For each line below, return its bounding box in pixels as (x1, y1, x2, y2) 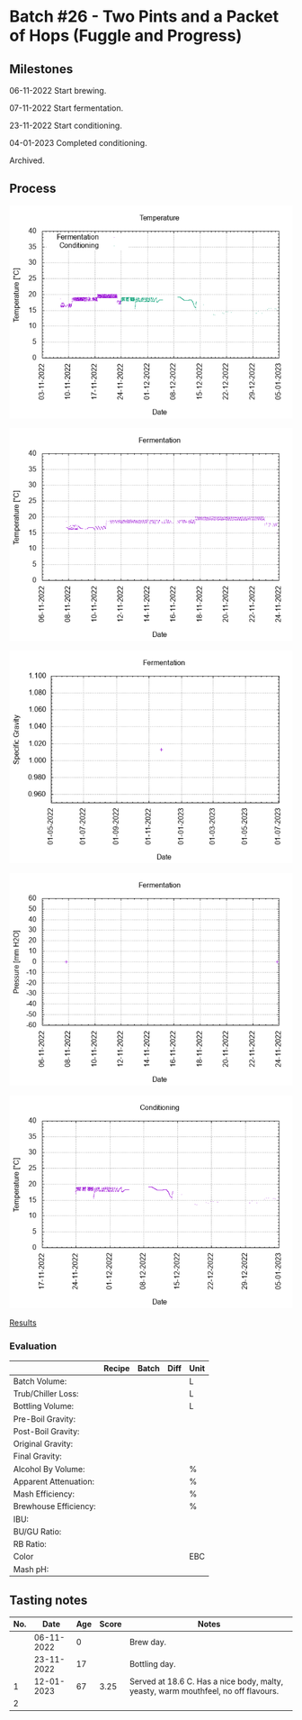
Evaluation (9, 1340, 57, 1352)
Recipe (102, 1362, 130, 1373)
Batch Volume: (13, 1376, 67, 1387)
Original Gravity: (13, 1439, 74, 1450)
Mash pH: (13, 1563, 49, 1574)
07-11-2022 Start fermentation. (9, 103, 124, 114)
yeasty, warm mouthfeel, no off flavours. (129, 1686, 280, 1697)
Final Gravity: (13, 1451, 63, 1461)
